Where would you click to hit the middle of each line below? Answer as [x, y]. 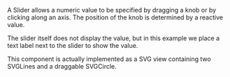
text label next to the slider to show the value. [73, 45]
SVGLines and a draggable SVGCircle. [62, 66]
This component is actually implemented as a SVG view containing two [109, 59]
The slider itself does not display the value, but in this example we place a [114, 38]
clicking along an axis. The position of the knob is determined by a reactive [115, 17]
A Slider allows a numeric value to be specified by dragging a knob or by [112, 10]
